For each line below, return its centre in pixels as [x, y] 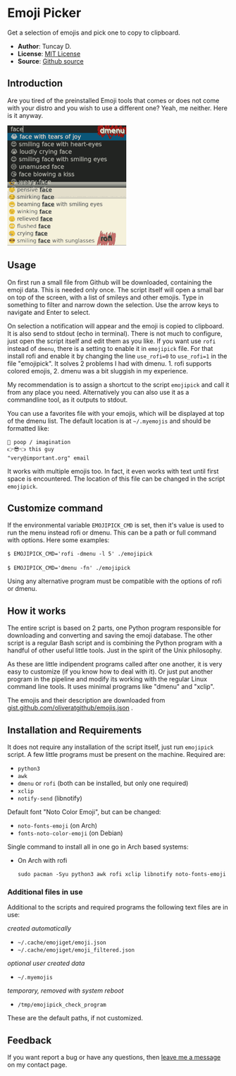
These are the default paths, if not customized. [75, 1018]
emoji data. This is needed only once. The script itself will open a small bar [116, 289]
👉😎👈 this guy [31, 449]
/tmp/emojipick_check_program [62, 1005]
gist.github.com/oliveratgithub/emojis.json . [70, 708]
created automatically [39, 928]
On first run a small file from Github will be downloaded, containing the [110, 282]
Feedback [30, 1040]
